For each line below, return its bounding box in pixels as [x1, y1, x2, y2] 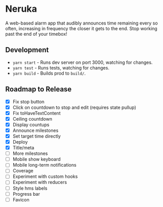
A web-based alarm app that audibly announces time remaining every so [5, 20, 158, 26]
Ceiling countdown [12, 116, 52, 122]
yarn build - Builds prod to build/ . [12, 70, 86, 76]
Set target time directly [12, 133, 61, 139]
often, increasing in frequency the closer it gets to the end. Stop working [5, 25, 158, 31]
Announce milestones [12, 127, 59, 133]
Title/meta [12, 145, 35, 151]
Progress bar [12, 191, 40, 197]
